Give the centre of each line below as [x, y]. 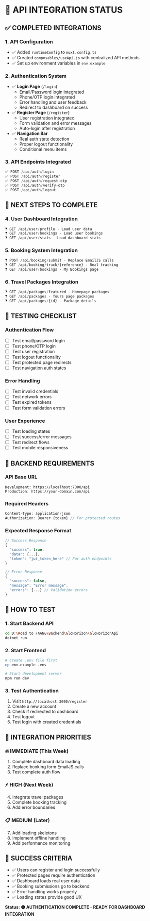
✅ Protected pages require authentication [54, 875]
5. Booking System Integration [42, 250]
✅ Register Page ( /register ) [41, 113]
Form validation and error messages [55, 123]
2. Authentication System [36, 76]
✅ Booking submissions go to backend [51, 886]
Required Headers [27, 503]
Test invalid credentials [35, 391]
